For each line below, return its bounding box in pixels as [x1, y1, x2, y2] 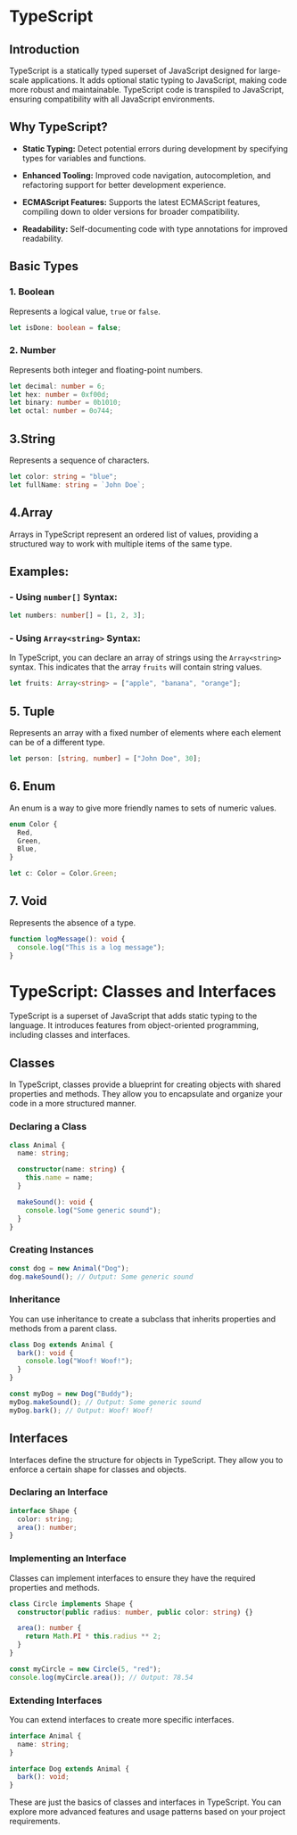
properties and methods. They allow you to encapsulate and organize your [9, 1089, 283, 1099]
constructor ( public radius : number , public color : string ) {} [17, 1608, 253, 1617]
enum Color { [9, 819, 58, 828]
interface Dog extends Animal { [9, 1764, 129, 1773]
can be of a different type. [9, 737, 105, 748]
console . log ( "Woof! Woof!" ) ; [25, 1357, 134, 1366]
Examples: [9, 564, 70, 579]
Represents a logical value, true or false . [9, 306, 161, 317]
